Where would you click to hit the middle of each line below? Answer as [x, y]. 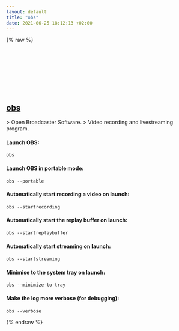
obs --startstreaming [33, 259]
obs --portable [25, 181]
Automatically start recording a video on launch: [68, 194]
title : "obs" [23, 17]
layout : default [26, 12]
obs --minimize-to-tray [36, 285]
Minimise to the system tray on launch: [56, 272]
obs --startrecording [33, 207]
